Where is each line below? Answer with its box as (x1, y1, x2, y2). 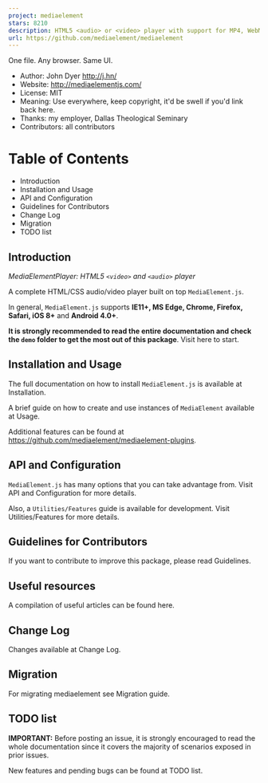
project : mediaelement (8, 11, 84, 20)
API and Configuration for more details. (8, 488, 137, 498)
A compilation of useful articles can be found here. (8, 600, 175, 610)
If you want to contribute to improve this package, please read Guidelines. (8, 556, 251, 566)
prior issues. (8, 750, 49, 760)
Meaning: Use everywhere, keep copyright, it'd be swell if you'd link (19, 96, 243, 106)
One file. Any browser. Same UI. (8, 56, 113, 65)
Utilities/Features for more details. (8, 512, 120, 521)
